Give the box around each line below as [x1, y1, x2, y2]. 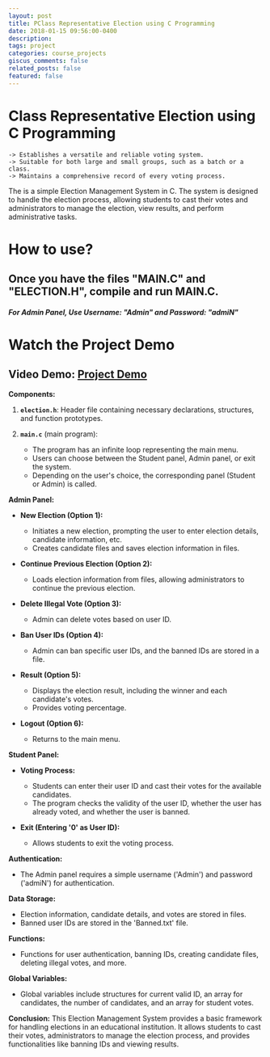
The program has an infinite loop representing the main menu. [32, 444, 238, 454]
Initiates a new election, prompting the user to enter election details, [32, 526, 259, 536]
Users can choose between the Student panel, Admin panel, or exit [32, 453, 256, 463]
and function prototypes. [19, 413, 103, 423]
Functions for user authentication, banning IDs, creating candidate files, [19, 949, 259, 958]
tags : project [8, 42, 57, 50]
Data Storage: [8, 894, 57, 903]
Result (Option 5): [19, 670, 82, 680]
